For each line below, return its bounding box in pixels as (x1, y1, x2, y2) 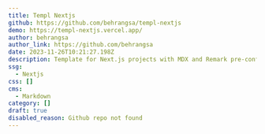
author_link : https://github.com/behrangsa (8, 41, 154, 49)
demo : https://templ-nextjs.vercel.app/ (8, 26, 144, 34)
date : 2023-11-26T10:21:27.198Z (8, 48, 114, 56)
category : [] (8, 99, 51, 107)
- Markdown (15, 92, 51, 100)
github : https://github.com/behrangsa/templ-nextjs (8, 19, 181, 27)
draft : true (8, 107, 47, 115)
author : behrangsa (8, 33, 69, 42)
